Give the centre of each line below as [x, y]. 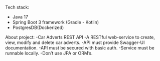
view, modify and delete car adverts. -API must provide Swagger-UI [75, 42]
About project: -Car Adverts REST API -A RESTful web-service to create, [80, 37]
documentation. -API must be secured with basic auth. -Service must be [80, 48]
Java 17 [20, 17]
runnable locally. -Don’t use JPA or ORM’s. [49, 53]
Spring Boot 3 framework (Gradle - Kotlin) [56, 22]
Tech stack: [17, 7]
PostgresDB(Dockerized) [38, 27]
